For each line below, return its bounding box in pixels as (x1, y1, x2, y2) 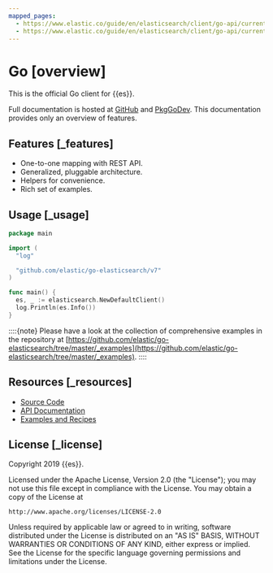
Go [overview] (8, 62, 106, 80)
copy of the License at (8, 493, 84, 502)
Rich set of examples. (19, 184, 93, 194)
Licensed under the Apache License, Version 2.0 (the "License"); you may (8, 475, 257, 484)
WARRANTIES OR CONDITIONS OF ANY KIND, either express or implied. (8, 540, 250, 549)
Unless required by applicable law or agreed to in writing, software (8, 522, 232, 532)
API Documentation (19, 406, 85, 415)
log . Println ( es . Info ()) (15, 304, 96, 312)
